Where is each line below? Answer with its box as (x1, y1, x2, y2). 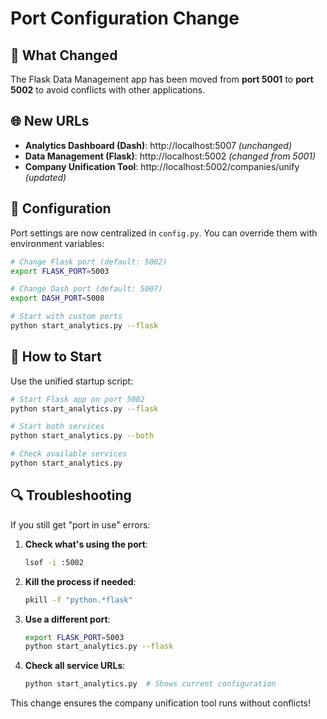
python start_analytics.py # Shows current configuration (24, 679, 277, 689)
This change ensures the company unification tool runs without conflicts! (10, 697, 311, 709)
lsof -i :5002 (24, 557, 84, 567)
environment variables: (10, 237, 105, 249)
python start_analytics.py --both (10, 431, 155, 441)
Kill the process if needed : (24, 575, 137, 587)
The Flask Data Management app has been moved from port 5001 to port (10, 73, 314, 85)
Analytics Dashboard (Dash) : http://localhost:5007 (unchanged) (24, 139, 293, 151)
